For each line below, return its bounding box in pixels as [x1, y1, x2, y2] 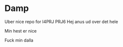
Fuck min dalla [4, 37, 33, 43]
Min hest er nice [4, 28, 37, 34]
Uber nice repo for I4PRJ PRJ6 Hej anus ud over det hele [4, 19, 118, 24]
